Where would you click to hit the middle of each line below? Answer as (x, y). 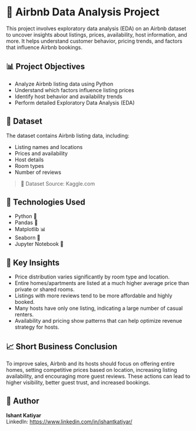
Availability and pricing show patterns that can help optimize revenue (98, 321)
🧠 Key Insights (33, 263)
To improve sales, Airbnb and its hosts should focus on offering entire (90, 364)
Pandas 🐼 (26, 223)
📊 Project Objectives (46, 67)
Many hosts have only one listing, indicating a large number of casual (99, 308)
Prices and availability (41, 153)
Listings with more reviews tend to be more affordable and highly (93, 296)
